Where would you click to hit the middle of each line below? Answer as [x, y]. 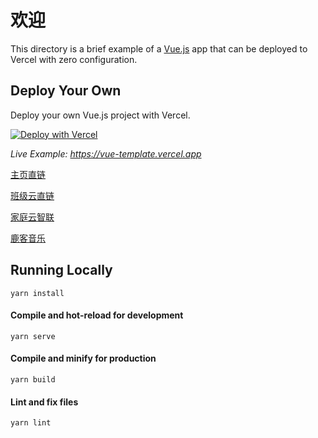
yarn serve [33, 336]
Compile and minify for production [83, 358]
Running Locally [61, 270]
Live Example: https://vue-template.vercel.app [106, 153]
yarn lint [31, 423]
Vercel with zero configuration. [74, 59]
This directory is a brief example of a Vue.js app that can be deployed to [159, 48]
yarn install [37, 293]
